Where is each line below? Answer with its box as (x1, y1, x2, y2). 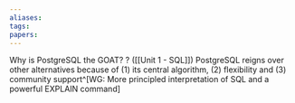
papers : (9, 30, 39, 39)
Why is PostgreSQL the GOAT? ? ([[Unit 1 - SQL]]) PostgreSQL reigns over (9, 55, 285, 66)
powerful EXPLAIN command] (9, 83, 120, 95)
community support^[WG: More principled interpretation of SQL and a (9, 74, 270, 85)
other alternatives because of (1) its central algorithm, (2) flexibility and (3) (9, 64, 287, 75)
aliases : (9, 13, 43, 23)
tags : (9, 22, 30, 31)
